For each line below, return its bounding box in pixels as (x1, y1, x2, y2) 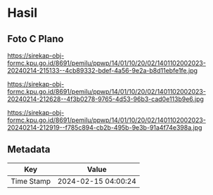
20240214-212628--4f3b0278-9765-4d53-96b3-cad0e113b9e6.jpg (7, 95, 204, 103)
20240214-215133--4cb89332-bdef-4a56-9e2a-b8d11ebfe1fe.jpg (7, 67, 198, 74)
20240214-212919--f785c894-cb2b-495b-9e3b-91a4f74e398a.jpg (7, 123, 202, 131)
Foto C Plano (7, 33, 64, 45)
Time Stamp (11, 176, 51, 186)
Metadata (7, 144, 51, 156)
